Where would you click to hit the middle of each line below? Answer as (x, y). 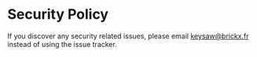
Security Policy (58, 14)
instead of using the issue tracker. (62, 44)
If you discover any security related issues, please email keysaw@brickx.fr (128, 36)
